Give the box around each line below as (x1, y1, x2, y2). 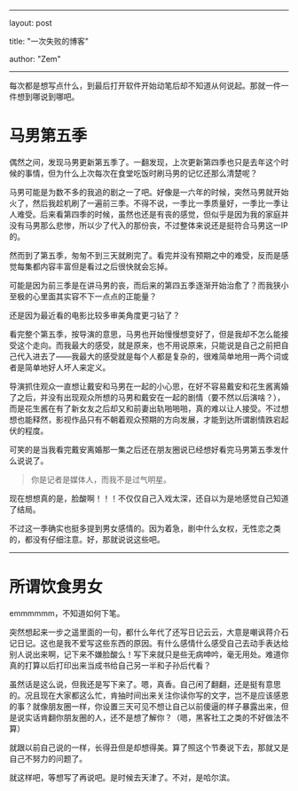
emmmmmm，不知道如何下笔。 (9, 607, 125, 618)
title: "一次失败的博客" (9, 36, 90, 46)
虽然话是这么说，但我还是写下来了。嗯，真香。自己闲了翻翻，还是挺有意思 (9, 678, 281, 689)
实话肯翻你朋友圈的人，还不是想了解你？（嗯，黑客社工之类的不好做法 (24, 712, 281, 723)
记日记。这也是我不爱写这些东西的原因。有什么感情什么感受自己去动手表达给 (9, 637, 289, 648)
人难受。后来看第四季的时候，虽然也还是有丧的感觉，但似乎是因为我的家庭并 (9, 209, 289, 219)
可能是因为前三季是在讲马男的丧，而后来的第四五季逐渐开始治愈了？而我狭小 (9, 280, 289, 290)
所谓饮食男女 (9, 577, 104, 597)
